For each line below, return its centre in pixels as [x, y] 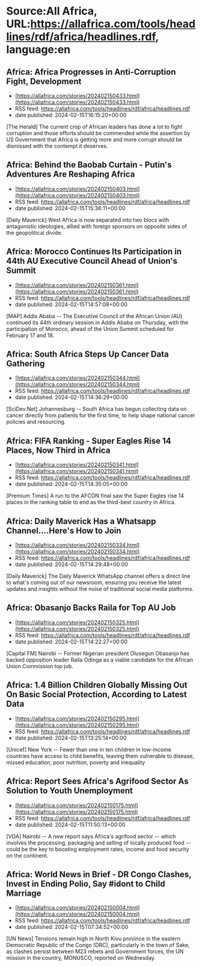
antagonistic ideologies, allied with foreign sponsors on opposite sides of [97, 226]
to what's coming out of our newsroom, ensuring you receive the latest [94, 582]
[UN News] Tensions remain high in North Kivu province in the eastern [93, 939]
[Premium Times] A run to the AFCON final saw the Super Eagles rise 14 [95, 496]
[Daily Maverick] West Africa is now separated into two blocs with [88, 220]
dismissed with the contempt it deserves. [57, 146]
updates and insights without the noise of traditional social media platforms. [100, 589]
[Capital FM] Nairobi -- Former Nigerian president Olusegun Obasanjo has [98, 653]
